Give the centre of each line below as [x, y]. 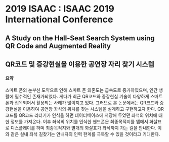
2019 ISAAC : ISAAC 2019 [60, 9]
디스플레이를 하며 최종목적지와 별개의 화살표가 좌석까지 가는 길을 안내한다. [83, 128]
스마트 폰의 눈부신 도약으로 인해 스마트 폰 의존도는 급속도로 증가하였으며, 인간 [81, 90]
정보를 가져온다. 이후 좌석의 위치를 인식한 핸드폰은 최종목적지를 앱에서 [79, 122]
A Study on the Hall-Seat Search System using [80, 38]
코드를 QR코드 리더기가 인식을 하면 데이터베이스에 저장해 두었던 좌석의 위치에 [81, 115]
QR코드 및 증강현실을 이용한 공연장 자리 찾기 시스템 [80, 64]
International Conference [59, 19]
